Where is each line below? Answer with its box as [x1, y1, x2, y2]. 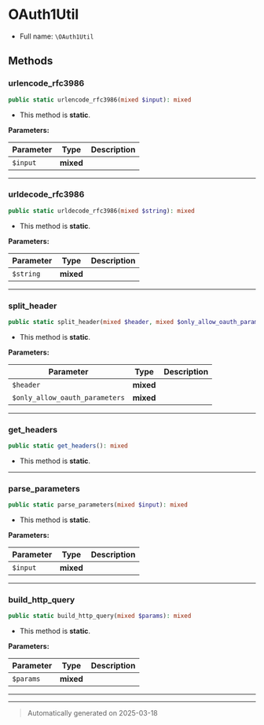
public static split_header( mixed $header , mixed [8, 318, 174, 326]
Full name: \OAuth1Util [19, 31, 94, 41]
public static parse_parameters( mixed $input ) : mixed [8, 501, 189, 509]
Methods [8, 54, 53, 68]
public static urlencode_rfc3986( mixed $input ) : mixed [8, 96, 192, 104]
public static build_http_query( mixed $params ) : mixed [8, 612, 192, 620]
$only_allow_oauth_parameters [12, 393, 126, 402]
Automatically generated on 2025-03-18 [27, 708, 159, 718]
